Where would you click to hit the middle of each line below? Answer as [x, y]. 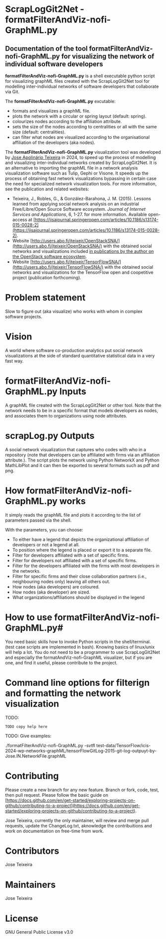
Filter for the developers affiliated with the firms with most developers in [86, 566]
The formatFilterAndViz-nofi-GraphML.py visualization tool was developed [83, 152]
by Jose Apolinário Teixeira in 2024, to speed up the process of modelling [81, 157]
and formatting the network [63, 693]
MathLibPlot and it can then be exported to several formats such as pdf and [82, 465]
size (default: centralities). [39, 132]
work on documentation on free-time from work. [55, 831]
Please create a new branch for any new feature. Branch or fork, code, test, [82, 790]
